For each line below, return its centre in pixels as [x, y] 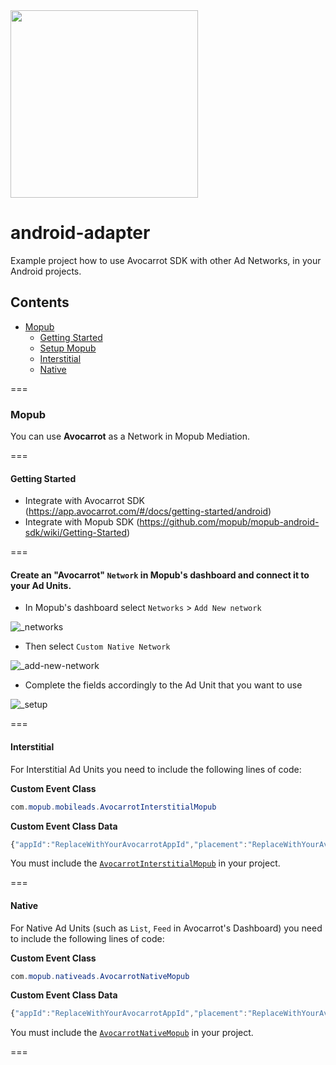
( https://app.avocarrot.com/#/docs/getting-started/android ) [148, 511]
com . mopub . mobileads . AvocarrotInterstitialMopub [113, 807]
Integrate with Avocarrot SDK [84, 501]
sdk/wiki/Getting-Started [76, 533]
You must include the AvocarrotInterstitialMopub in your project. [145, 863]
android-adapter [80, 233]
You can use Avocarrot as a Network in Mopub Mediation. [130, 436]
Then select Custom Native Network [97, 646]
